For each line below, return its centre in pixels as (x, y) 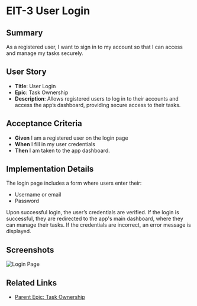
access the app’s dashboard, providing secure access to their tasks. (98, 105)
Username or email (38, 195)
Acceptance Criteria (44, 123)
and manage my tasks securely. (45, 53)
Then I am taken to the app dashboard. (62, 150)
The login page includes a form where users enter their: (74, 183)
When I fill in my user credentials (55, 144)
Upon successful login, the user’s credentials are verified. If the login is (93, 212)
